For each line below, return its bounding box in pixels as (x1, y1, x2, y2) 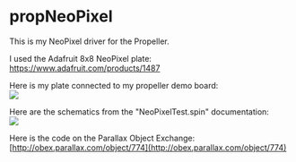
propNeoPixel (9, 6, 114, 27)
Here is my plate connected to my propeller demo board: (9, 80, 219, 90)
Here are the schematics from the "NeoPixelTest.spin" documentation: (9, 106, 269, 117)
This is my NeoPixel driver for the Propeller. (9, 36, 170, 47)
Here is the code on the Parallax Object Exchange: (9, 132, 196, 143)
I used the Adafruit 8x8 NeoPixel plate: (9, 53, 152, 64)
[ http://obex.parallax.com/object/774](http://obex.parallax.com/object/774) (9, 141, 287, 153)
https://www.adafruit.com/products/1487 (9, 63, 161, 73)
